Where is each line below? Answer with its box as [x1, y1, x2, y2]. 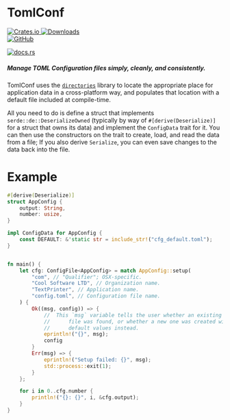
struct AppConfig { [7, 198, 63, 205]
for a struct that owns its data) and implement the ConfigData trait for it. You [7, 123, 220, 132]
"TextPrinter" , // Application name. [31, 286, 139, 293]
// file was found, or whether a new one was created [43, 318, 216, 325]
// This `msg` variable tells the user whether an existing [43, 312, 222, 319]
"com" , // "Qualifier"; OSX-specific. [31, 273, 142, 280]
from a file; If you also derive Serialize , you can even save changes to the [7, 138, 217, 146]
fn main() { [7, 260, 41, 268]
